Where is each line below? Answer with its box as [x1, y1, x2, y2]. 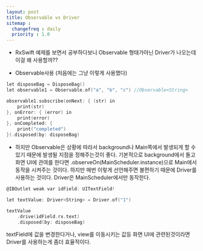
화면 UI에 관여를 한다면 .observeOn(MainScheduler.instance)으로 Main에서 [15, 159, 197, 166]
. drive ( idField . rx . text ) [17, 213, 80, 219]
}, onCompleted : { [6, 121, 53, 127]
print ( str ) [17, 104, 45, 110]
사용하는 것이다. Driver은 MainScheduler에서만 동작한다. [15, 174, 151, 181]
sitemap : [6, 20, 32, 26]
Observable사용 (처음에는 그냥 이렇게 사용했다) [15, 69, 128, 76]
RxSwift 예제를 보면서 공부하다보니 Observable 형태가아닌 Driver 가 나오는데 [15, 49, 196, 56]
